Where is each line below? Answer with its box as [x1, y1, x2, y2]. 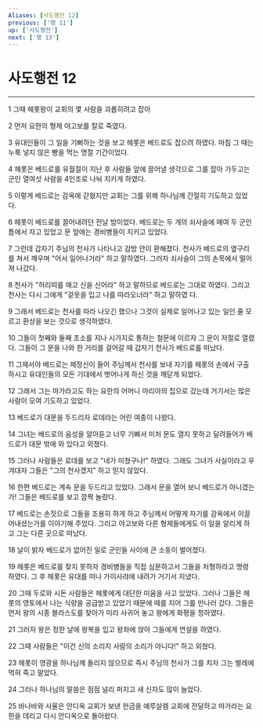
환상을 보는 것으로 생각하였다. [22, 316, 113, 326]
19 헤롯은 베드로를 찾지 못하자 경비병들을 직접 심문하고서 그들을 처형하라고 [8, 562, 235, 572]
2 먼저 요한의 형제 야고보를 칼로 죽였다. [8, 121, 128, 130]
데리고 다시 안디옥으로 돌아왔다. [22, 712, 119, 721]
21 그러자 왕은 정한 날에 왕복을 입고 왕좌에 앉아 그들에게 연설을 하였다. [8, 625, 222, 635]
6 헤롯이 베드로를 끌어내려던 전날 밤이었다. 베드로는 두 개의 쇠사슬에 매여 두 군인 [8, 218, 252, 227]
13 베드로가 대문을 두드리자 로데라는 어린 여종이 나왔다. [8, 413, 176, 423]
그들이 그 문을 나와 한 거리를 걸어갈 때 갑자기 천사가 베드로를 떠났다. [18, 343, 225, 353]
